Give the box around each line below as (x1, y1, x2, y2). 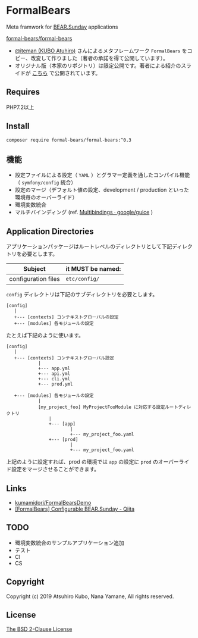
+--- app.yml (37, 365, 70, 372)
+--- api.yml (37, 371, 70, 377)
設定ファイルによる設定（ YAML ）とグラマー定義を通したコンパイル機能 (14, 171, 190, 179)
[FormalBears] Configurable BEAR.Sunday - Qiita (14, 505, 135, 512)
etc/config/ (65, 276, 100, 283)
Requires (6, 87, 40, 97)
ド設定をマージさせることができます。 (6, 465, 100, 473)
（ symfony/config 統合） (14, 179, 76, 186)
